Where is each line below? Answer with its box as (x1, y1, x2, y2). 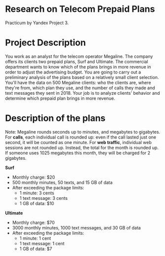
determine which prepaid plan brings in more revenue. (5, 95, 115, 101)
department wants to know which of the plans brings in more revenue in (5, 64, 151, 70)
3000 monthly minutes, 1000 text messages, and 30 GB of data (12, 224, 141, 230)
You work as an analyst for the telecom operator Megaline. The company (5, 53, 153, 59)
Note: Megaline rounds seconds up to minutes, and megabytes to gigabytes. (5, 129, 161, 135)
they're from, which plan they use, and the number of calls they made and (5, 85, 155, 91)
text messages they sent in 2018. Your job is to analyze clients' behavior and (5, 90, 160, 96)
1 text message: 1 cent (19, 240, 65, 246)
